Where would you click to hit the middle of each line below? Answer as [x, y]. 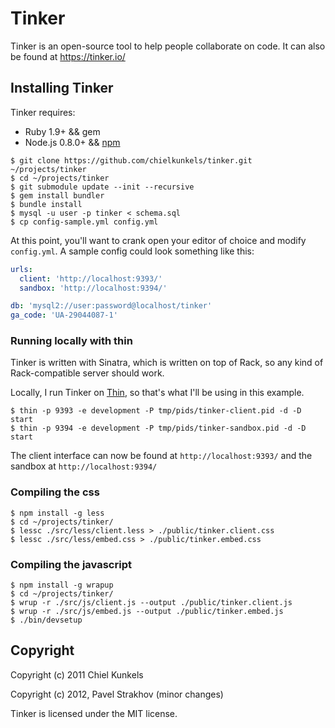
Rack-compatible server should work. [87, 373]
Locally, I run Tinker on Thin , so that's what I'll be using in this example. [157, 393]
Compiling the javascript [71, 564]
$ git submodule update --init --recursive [102, 187]
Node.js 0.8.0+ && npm [72, 142]
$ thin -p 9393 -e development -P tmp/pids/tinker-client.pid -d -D [156, 411]
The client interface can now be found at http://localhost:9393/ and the [161, 456]
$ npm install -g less [57, 513]
